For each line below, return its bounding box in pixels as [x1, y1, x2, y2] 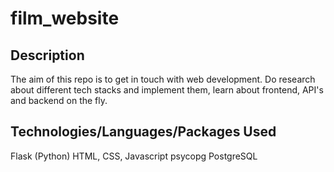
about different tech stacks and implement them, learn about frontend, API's [10, 84, 324, 96]
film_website [10, 7, 120, 30]
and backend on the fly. [10, 95, 108, 106]
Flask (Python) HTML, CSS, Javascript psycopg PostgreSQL [10, 150, 258, 162]
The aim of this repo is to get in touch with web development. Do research [10, 73, 316, 85]
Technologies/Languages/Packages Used [10, 123, 277, 141]
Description [10, 47, 85, 64]
